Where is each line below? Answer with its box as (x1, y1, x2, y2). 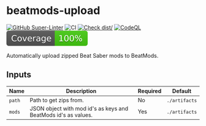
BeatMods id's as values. (29, 111, 93, 119)
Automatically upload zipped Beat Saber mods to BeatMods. (6, 52, 159, 59)
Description (66, 88, 97, 95)
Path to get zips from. (29, 96, 84, 103)
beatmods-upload (6, 4, 101, 18)
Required (137, 88, 162, 95)
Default (172, 88, 192, 95)
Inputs (6, 69, 32, 80)
